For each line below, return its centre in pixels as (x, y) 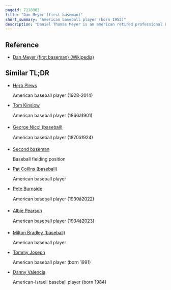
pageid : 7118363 (22, 10)
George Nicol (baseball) (37, 127)
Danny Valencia (29, 272)
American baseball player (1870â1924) (53, 137)
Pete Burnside (27, 189)
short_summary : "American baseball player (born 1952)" (66, 19)
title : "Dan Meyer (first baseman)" (44, 15)
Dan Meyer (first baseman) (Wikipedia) (53, 57)
